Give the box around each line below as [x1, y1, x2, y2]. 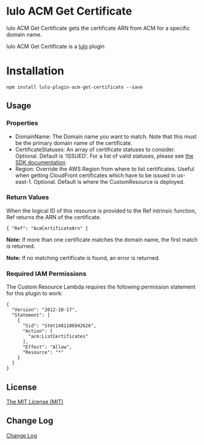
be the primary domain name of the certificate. [15, 139, 133, 147]
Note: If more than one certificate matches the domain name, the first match [6, 236, 198, 243]
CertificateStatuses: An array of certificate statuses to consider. [15, 145, 175, 153]
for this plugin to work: [6, 290, 63, 297]
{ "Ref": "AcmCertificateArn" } [6, 225, 88, 231]
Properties [6, 119, 38, 127]
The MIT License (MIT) [6, 398, 64, 405]
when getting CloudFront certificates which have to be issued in [15, 172, 176, 179]
